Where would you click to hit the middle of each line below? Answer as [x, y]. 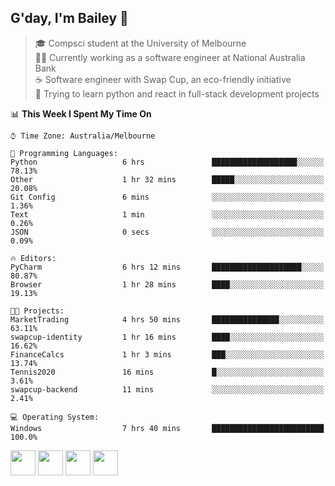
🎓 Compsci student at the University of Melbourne [140, 43]
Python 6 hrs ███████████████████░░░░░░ [167, 162]
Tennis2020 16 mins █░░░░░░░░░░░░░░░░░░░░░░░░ [167, 372]
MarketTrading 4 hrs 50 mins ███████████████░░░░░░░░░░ [167, 319]
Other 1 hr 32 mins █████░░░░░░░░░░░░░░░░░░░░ [167, 179]
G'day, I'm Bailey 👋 [69, 18]
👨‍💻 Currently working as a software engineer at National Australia [170, 57]
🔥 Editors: [33, 258]
